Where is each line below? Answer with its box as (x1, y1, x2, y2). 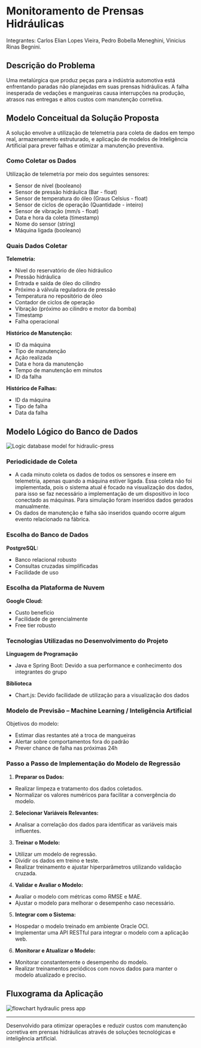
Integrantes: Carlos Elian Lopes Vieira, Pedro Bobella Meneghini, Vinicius (6, 37, 186, 44)
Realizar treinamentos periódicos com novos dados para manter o (14, 965, 178, 972)
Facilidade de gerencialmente (14, 615, 88, 622)
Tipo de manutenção (14, 348, 66, 355)
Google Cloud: (6, 597, 43, 604)
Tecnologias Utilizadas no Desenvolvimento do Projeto (6, 636, 169, 645)
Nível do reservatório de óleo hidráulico (14, 267, 112, 274)
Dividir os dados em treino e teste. (14, 857, 100, 864)
